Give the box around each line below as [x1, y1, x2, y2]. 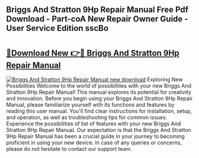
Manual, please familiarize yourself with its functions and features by [6, 101, 175, 108]
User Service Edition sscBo [6, 23, 109, 33]
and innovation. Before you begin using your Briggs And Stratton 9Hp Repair [6, 95, 193, 102]
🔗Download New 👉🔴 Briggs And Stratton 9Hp [6, 48, 179, 58]
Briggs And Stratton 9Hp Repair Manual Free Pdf [6, 5, 189, 15]
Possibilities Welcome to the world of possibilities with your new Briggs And [6, 83, 192, 89]
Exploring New [147, 76, 183, 83]
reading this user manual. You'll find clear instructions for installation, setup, [6, 108, 192, 115]
